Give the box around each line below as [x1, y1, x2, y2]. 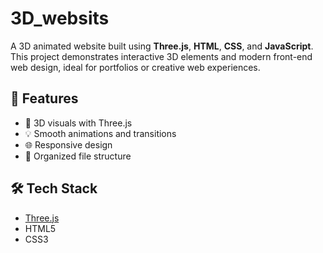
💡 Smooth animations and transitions [24, 127, 177, 139]
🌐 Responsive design [24, 138, 113, 151]
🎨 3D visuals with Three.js [24, 117, 133, 129]
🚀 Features [10, 90, 79, 107]
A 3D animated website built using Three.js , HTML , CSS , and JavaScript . [10, 40, 314, 52]
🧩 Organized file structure [24, 150, 132, 162]
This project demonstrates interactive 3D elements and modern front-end [10, 50, 313, 62]
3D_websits [10, 7, 110, 30]
